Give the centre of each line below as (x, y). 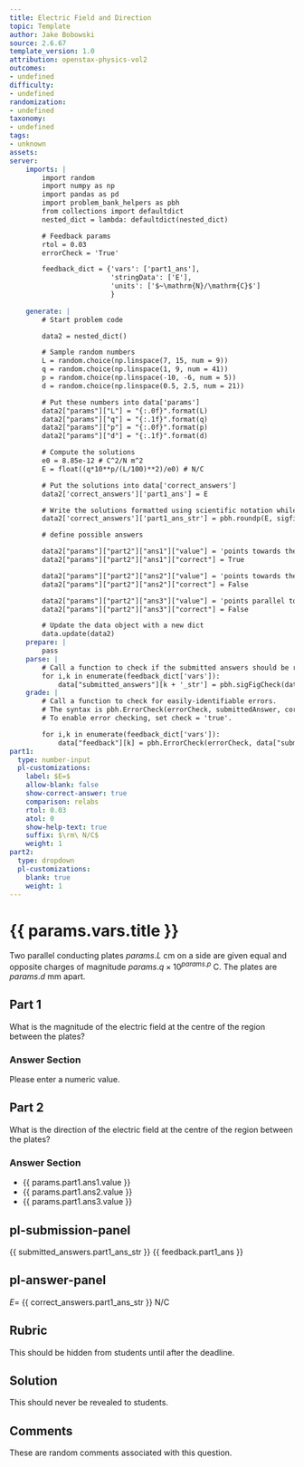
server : (24, 161)
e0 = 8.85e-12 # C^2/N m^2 (93, 461)
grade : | (42, 693)
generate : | (48, 311)
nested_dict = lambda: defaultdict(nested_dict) (135, 219)
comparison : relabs (62, 802)
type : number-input (54, 760)
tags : (19, 136)
